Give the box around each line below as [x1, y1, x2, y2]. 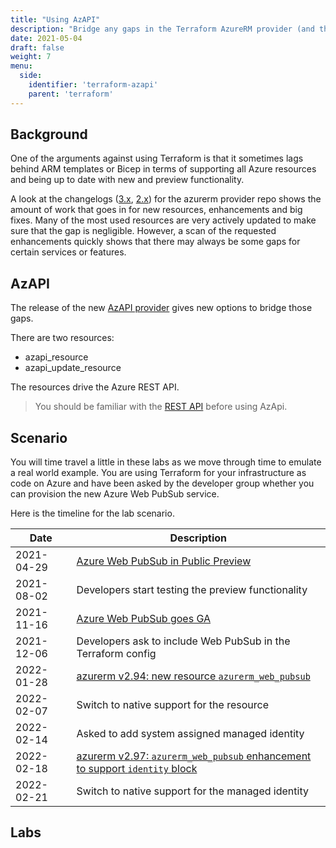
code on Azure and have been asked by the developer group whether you [10, 477, 315, 490]
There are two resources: [10, 332, 115, 344]
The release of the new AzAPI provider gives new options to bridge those [10, 302, 313, 314]
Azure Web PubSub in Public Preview [76, 554, 252, 568]
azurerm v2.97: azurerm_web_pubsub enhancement [76, 749, 312, 763]
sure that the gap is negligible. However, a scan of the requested [10, 225, 277, 237]
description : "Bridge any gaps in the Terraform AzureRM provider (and [10, 24, 315, 34]
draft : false [10, 42, 65, 53]
